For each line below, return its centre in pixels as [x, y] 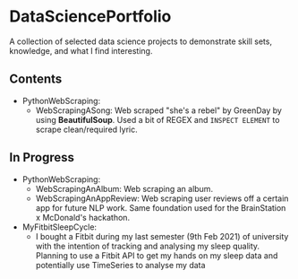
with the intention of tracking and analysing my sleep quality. [148, 246]
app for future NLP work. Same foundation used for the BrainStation [161, 207]
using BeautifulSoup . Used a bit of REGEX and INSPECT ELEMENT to [158, 119]
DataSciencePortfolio [90, 17]
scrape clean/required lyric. [86, 129]
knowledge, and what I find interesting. [81, 50]
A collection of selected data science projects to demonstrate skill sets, [141, 41]
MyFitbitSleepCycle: [59, 227]
